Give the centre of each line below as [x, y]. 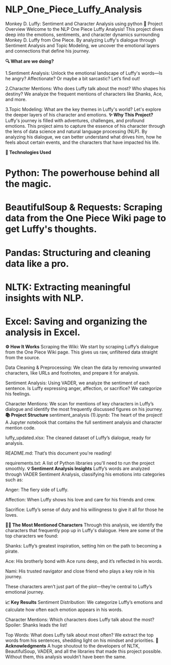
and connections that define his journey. [48, 51]
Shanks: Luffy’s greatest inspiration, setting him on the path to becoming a [83, 545]
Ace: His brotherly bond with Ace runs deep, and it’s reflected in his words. [84, 561]
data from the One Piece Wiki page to [86, 218]
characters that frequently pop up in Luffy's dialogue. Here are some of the [84, 530]
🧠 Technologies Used [28, 152]
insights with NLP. [45, 298]
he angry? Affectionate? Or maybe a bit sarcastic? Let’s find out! [73, 79]
